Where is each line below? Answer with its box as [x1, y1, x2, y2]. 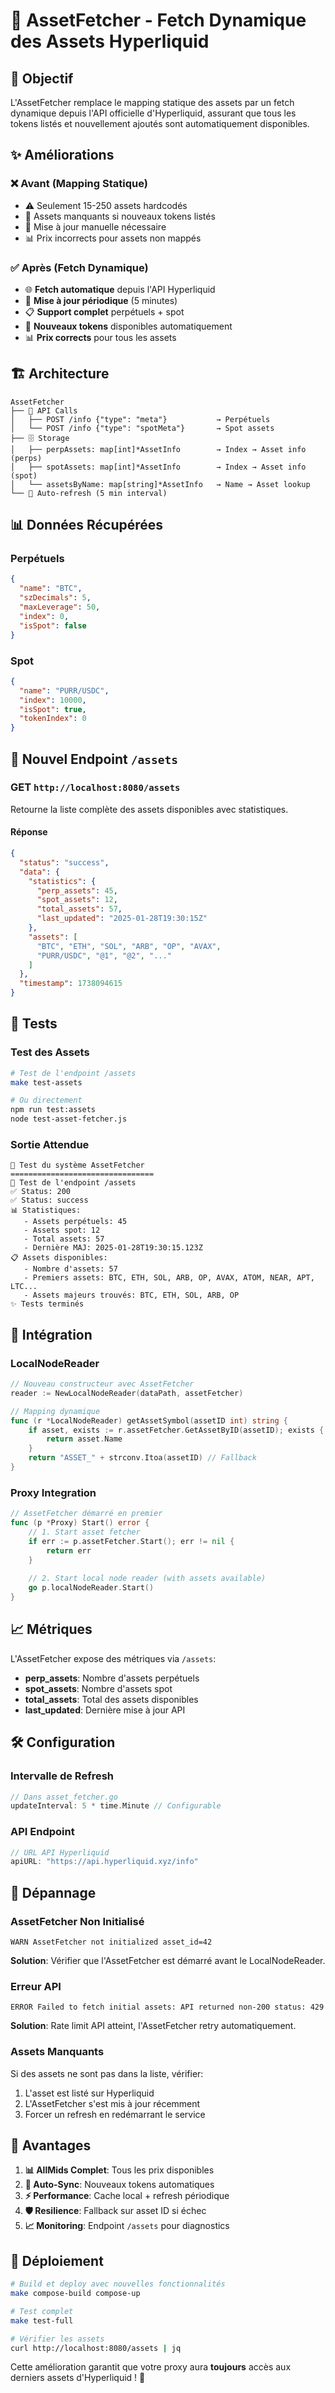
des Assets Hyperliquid [10, 30, 210, 53]
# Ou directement [10, 1095, 83, 1106]
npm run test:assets [10, 1105, 97, 1115]
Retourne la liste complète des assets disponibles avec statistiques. [10, 803, 289, 815]
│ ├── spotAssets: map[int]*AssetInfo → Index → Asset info [10, 462, 307, 472]
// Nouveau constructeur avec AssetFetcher [10, 1379, 195, 1389]
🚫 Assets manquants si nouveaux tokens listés [24, 210, 216, 222]
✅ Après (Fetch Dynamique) [10, 260, 149, 274]
